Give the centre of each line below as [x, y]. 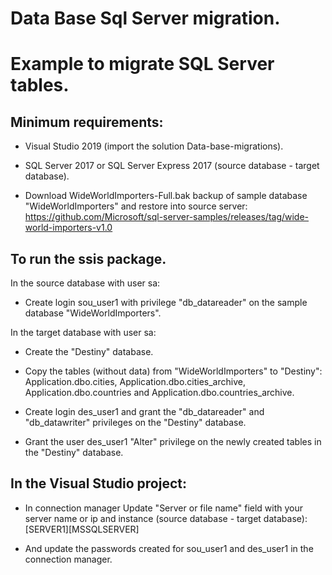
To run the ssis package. [88, 258]
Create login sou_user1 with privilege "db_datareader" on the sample [166, 302]
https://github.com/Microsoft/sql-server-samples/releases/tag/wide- [167, 217]
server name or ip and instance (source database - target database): [166, 518]
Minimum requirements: [87, 122]
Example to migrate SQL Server [142, 64]
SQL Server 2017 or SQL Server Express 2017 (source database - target [172, 166]
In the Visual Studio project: [99, 483]
